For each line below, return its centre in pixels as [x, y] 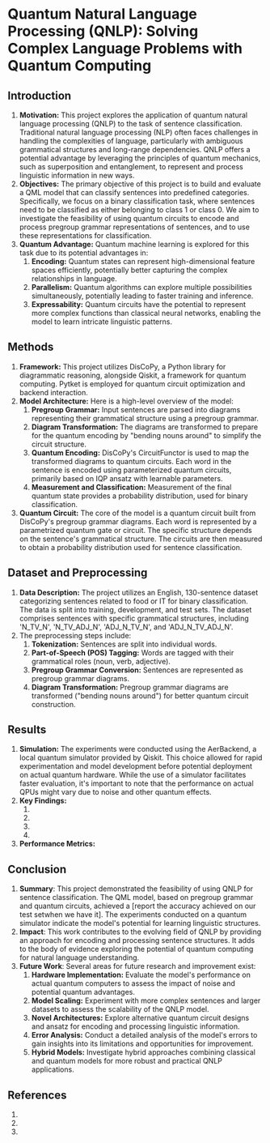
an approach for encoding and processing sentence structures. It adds [137, 940]
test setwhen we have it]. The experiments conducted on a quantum [133, 915]
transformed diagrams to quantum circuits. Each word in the [131, 461]
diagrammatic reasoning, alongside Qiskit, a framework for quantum [133, 375]
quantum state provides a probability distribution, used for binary [139, 496]
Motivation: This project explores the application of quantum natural [133, 115]
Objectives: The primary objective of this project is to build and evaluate [140, 184]
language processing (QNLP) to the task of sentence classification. [131, 124]
